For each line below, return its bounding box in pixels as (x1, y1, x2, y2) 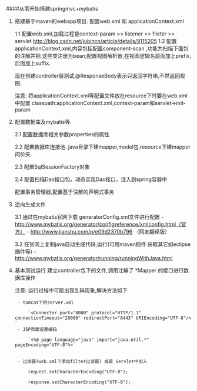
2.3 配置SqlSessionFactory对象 (14, 163, 90, 170)
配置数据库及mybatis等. (14, 119, 72, 125)
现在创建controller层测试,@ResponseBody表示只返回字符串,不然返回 (14, 73, 181, 79)
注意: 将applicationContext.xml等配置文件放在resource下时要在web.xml (14, 92, 188, 99)
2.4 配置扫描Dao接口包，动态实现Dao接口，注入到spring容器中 (14, 176, 168, 183)
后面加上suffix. (14, 60, 51, 67)
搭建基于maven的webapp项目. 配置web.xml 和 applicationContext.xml (14, 18, 184, 25)
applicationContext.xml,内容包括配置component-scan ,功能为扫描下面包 (14, 45, 189, 52)
